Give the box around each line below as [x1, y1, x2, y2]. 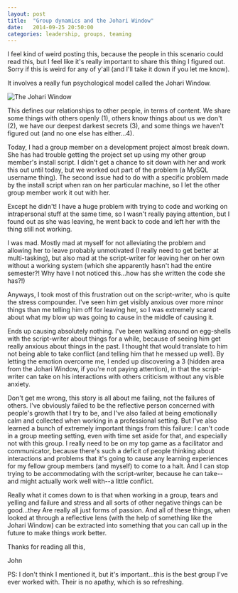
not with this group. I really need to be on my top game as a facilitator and [7, 439, 224, 448]
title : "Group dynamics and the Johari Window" [7, 17, 154, 24]
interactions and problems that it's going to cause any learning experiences [7, 454, 229, 463]
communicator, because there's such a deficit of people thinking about [7, 447, 215, 455]
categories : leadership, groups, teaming [7, 30, 132, 38]
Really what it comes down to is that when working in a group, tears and [7, 491, 219, 500]
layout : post [7, 10, 46, 18]
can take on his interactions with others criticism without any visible [26, 372, 225, 381]
